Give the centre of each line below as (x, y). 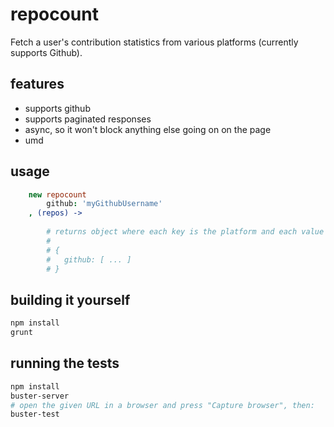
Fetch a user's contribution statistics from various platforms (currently (154, 42)
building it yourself (70, 299)
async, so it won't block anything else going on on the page (148, 129)
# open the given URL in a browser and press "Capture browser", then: (162, 405)
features (37, 84)
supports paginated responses (88, 119)
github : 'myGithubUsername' (104, 204)
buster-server (40, 396)
